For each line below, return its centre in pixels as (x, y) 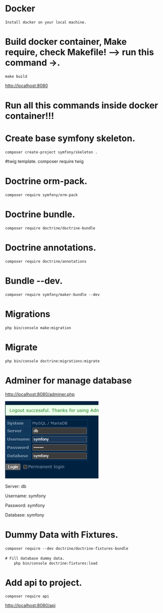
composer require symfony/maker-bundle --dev (52, 294)
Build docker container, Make (66, 42)
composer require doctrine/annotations (46, 261)
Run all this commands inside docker (82, 106)
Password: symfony (25, 505)
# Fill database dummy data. (35, 558)
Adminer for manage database (68, 380)
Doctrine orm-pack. (46, 181)
